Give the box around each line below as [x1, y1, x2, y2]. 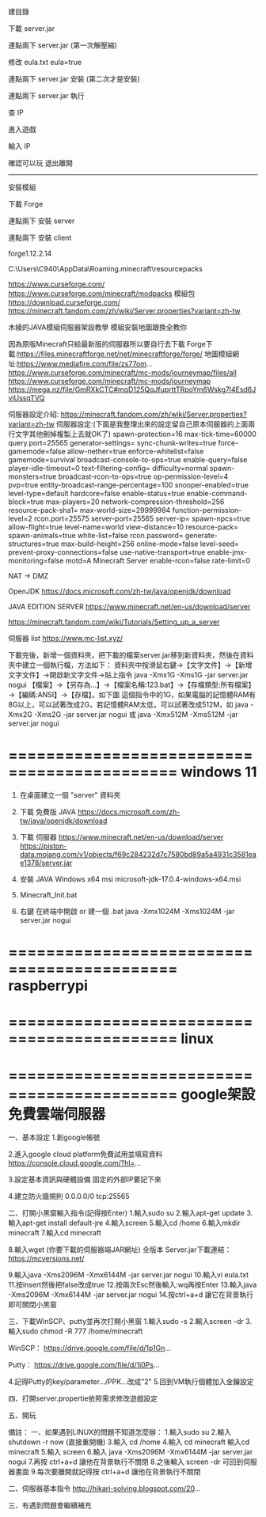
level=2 [8, 514, 33, 523]
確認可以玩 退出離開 [8, 158, 73, 168]
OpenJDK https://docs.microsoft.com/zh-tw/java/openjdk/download [8, 586, 231, 596]
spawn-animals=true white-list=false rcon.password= [8, 531, 184, 540]
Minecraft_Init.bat [19, 889, 78, 900]
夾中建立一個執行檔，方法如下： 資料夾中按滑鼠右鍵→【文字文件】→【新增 [8, 660, 253, 669]
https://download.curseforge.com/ [8, 298, 121, 307]
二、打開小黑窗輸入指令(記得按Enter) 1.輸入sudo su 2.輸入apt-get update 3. [8, 1208, 253, 1218]
